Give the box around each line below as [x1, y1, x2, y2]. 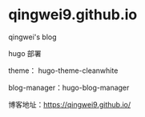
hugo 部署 [8, 48, 42, 58]
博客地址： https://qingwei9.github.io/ [8, 99, 131, 109]
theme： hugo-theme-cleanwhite [8, 66, 119, 75]
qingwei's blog [8, 32, 58, 42]
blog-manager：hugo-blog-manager [8, 83, 130, 92]
